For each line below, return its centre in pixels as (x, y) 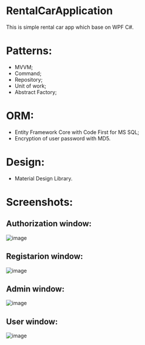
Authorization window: (49, 224)
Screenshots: (40, 202)
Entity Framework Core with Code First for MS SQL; (77, 132)
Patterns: (29, 51)
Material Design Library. (43, 178)
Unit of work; (30, 86)
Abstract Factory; (36, 92)
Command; (28, 73)
